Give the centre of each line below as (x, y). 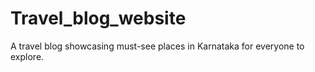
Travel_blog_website (98, 18)
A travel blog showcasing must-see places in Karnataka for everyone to (157, 46)
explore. (27, 56)
